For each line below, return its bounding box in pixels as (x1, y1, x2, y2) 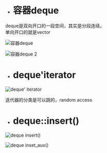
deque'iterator (12, 69, 76, 81)
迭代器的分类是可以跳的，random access (5, 97, 93, 103)
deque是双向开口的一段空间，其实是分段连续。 (5, 23, 104, 29)
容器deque (12, 5, 59, 16)
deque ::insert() (12, 115, 80, 127)
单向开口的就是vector (5, 29, 50, 35)
